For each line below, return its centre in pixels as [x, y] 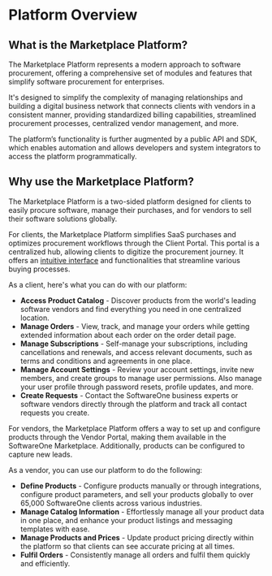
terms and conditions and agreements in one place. [106, 361]
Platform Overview [73, 15]
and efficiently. [45, 563]
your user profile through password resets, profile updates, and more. [137, 387]
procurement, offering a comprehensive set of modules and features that [130, 73]
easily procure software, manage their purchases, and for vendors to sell [130, 210]
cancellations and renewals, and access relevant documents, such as [136, 352]
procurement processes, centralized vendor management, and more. [124, 123]
